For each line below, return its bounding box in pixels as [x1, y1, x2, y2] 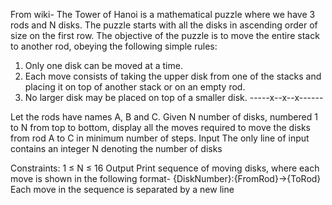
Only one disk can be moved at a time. [24, 60, 183, 71]
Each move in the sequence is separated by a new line [10, 184, 235, 195]
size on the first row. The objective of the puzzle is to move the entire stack [10, 30, 320, 41]
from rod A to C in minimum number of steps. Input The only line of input [10, 132, 310, 144]
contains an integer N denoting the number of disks [10, 143, 223, 154]
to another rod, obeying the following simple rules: [10, 40, 218, 52]
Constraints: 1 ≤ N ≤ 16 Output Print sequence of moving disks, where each [10, 162, 320, 174]
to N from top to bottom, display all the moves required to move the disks [10, 122, 311, 133]
